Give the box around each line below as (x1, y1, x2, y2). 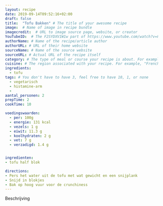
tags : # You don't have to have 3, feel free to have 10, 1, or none (5, 75, 149, 80)
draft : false (5, 16, 32, 21)
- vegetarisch (9, 79, 38, 84)
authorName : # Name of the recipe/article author (5, 39, 108, 44)
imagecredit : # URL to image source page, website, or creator (5, 30, 138, 34)
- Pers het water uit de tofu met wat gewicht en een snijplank (5, 173, 138, 178)
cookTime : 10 (5, 102, 32, 107)
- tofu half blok (5, 160, 40, 165)
